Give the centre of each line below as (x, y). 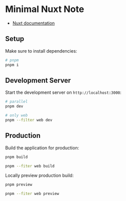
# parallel (16, 102)
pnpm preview (19, 185)
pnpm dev (14, 106)
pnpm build (16, 157)
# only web (16, 116)
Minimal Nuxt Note (45, 9)
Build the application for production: (42, 148)
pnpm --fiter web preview (32, 194)
